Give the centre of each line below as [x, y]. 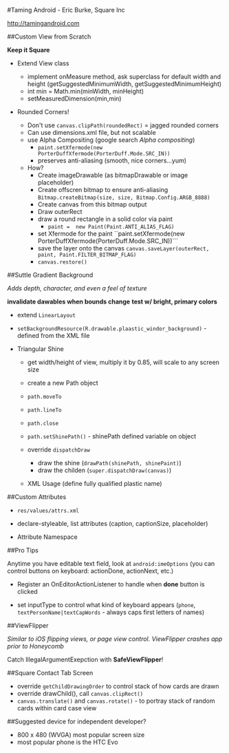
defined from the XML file [53, 336]
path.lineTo [44, 410]
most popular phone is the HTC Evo [67, 742]
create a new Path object [63, 383]
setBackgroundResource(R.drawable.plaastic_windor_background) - [112, 328]
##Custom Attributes [37, 497]
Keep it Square [29, 50]
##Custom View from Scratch [49, 36]
